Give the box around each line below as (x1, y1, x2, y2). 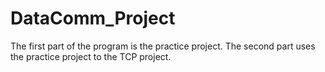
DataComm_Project (10, 7, 176, 30)
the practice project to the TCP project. (10, 50, 172, 62)
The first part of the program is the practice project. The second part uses (10, 40, 316, 52)
